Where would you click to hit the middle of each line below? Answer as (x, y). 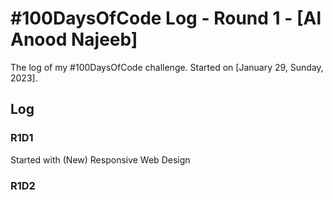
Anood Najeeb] (74, 39)
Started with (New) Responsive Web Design (100, 159)
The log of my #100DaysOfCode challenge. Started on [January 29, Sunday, (167, 67)
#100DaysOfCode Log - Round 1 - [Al (166, 18)
